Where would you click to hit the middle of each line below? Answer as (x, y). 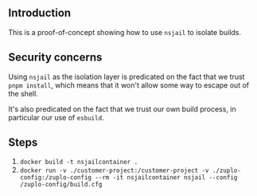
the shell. (23, 93)
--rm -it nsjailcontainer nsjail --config (166, 178)
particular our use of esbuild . (56, 117)
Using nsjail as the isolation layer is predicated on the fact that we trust (127, 76)
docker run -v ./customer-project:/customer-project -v (114, 171)
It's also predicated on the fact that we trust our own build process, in (122, 109)
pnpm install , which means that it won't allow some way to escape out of (128, 85)
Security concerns (55, 58)
